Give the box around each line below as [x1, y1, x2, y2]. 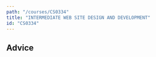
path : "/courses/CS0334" [6, 8, 69, 15]
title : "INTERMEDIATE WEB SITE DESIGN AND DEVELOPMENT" [6, 15, 151, 21]
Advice [6, 42, 34, 53]
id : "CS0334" [6, 20, 39, 26]
